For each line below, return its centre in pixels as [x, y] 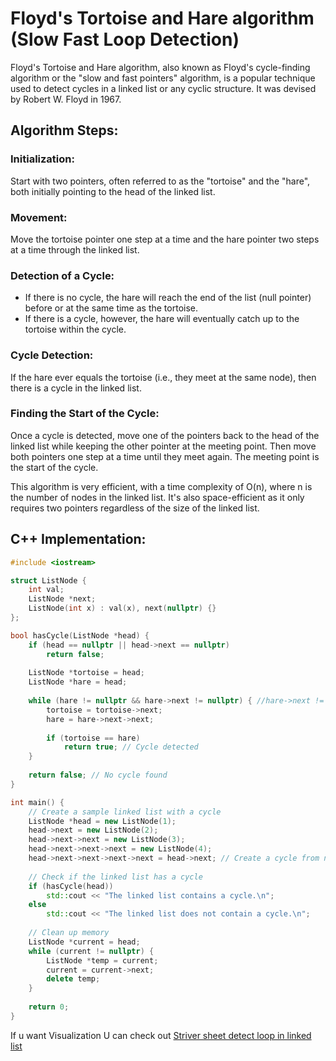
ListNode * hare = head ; [78, 682]
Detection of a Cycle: [62, 275]
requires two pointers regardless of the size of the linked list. [135, 508]
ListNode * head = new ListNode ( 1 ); [102, 821]
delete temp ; [73, 979]
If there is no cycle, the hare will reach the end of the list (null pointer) [168, 298]
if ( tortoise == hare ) [93, 738]
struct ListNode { [48, 580]
